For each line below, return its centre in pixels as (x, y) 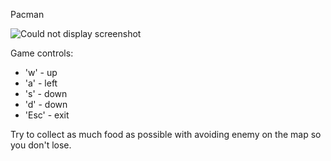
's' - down (46, 93)
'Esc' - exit (47, 115)
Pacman (27, 14)
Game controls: (42, 53)
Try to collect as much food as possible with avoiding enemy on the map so (166, 134)
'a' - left (41, 83)
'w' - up (41, 72)
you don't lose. (41, 145)
